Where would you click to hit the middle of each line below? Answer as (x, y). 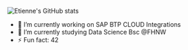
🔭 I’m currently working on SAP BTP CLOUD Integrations (99, 24)
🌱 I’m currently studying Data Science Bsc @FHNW (92, 32)
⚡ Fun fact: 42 (38, 40)
